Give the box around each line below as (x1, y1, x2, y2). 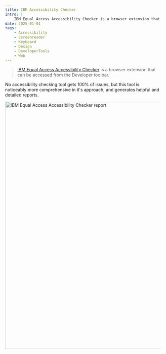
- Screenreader (14, 35, 45, 40)
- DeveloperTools (14, 48, 50, 53)
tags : (5, 26, 16, 31)
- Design (14, 44, 32, 49)
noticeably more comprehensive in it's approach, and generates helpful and (5, 87, 160, 93)
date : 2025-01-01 (5, 21, 41, 26)
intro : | (5, 12, 23, 17)
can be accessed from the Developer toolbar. (17, 72, 110, 78)
